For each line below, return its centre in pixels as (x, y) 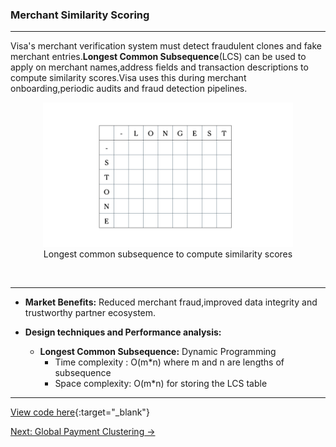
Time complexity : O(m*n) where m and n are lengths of (169, 362)
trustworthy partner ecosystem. (90, 312)
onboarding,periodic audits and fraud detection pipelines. (129, 89)
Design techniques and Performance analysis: (123, 332)
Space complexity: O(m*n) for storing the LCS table (161, 383)
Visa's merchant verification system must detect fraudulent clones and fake (166, 46)
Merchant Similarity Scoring (80, 15)
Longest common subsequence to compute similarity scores (168, 254)
